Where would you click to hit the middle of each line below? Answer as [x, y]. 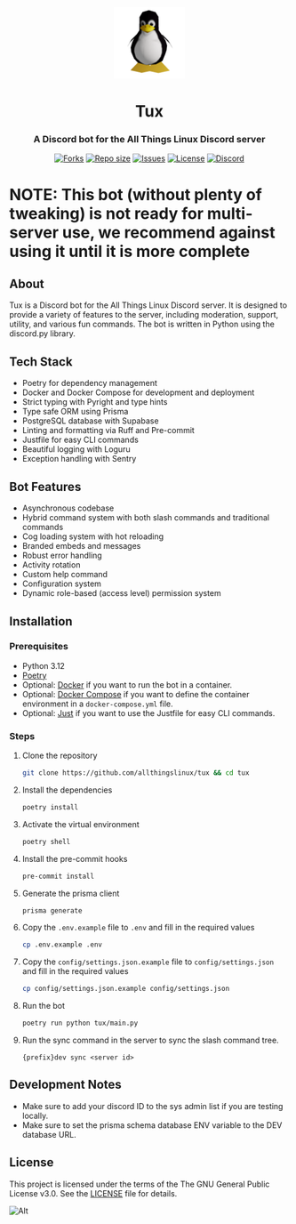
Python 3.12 [43, 665]
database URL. [49, 1134]
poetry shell [46, 841]
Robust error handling [62, 556]
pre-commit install [58, 876]
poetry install [50, 807]
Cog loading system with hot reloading [93, 536]
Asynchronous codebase [68, 508]
